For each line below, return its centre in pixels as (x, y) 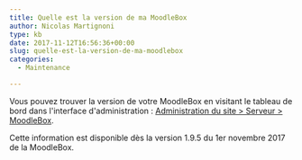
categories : (32, 59)
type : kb (26, 34)
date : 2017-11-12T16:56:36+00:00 (72, 43)
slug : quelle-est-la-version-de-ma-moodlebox (96, 51)
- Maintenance (44, 68)
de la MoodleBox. (42, 147)
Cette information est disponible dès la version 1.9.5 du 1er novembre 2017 (147, 138)
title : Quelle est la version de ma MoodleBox (98, 18)
